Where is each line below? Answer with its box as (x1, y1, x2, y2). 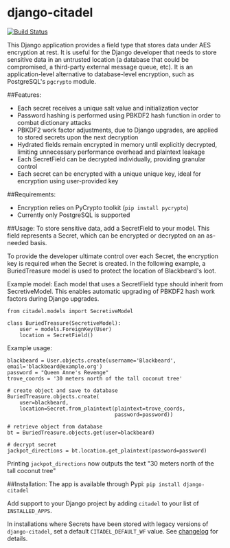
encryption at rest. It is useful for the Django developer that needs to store (7, 48, 218, 56)
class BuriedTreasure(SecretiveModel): (7, 319, 122, 327)
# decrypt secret (7, 441, 57, 448)
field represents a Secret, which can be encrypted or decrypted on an (7, 231, 205, 240)
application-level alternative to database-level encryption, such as (7, 70, 194, 78)
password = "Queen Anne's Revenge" (7, 369, 109, 376)
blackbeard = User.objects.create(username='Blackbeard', (7, 357, 176, 364)
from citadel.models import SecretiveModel (7, 308, 134, 315)
